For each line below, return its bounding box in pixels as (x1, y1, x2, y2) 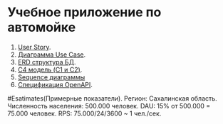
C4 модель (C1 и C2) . (17, 65, 83, 74)
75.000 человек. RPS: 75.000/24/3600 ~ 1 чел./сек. (7, 109, 162, 118)
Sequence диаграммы (17, 72, 85, 81)
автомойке (7, 19, 76, 35)
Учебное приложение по (7, 4, 162, 21)
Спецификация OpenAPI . (17, 80, 93, 89)
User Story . (17, 43, 51, 51)
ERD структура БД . (17, 57, 76, 66)
